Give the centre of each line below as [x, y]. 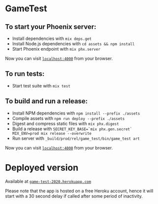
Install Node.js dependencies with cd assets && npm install [73, 44]
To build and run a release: [46, 101]
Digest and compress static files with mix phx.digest [66, 123]
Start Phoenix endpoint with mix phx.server [56, 49]
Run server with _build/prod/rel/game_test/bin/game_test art [76, 138]
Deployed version [42, 167]
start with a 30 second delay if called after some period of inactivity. [74, 196]
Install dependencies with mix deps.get [52, 38]
